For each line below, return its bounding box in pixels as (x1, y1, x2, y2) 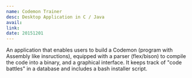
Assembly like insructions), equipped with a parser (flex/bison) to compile (6, 53, 187, 60)
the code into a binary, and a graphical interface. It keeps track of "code (6, 59, 182, 66)
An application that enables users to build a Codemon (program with (6, 46, 173, 53)
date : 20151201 (6, 30, 44, 36)
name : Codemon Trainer (6, 8, 62, 15)
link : (6, 25, 20, 31)
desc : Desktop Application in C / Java (6, 14, 105, 20)
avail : (6, 19, 23, 25)
